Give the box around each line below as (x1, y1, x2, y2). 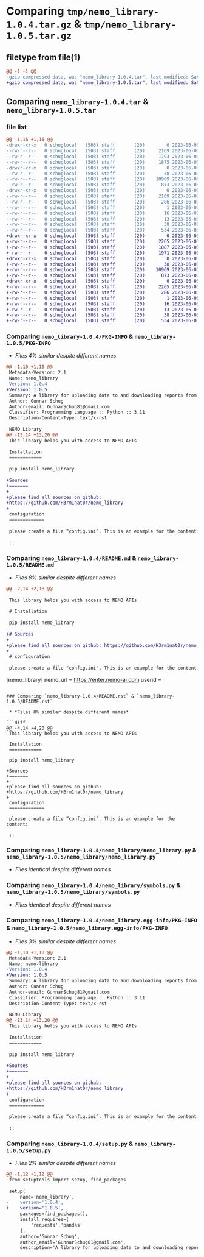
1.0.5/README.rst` (6, 698, 53, 704)
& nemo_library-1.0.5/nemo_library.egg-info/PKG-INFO (6, 924, 168, 932)
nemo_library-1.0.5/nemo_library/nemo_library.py (6, 853, 156, 860)
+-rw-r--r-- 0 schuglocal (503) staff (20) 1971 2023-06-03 (6, 250, 200, 256)
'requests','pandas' (30, 1222, 83, 1228)
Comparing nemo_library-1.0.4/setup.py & (6, 1139, 134, 1148)
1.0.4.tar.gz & (6, 17, 82, 31)
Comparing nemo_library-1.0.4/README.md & (6, 554, 137, 562)
